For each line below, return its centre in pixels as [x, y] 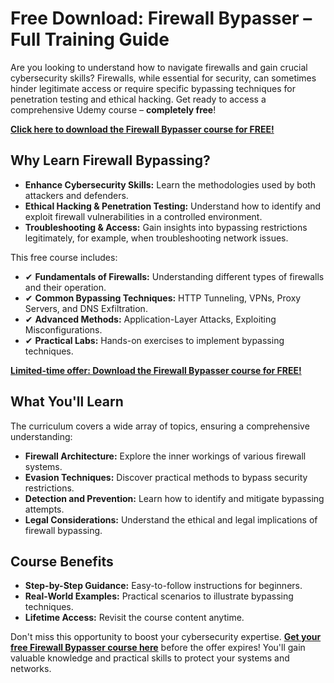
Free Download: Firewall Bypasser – [161, 18]
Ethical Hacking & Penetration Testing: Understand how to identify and [173, 206]
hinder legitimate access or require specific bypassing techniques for [153, 88]
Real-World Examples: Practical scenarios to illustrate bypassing [159, 596]
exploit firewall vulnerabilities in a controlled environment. [143, 216]
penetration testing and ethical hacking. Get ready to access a [138, 99]
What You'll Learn [67, 402]
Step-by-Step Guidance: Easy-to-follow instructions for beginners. [163, 586]
